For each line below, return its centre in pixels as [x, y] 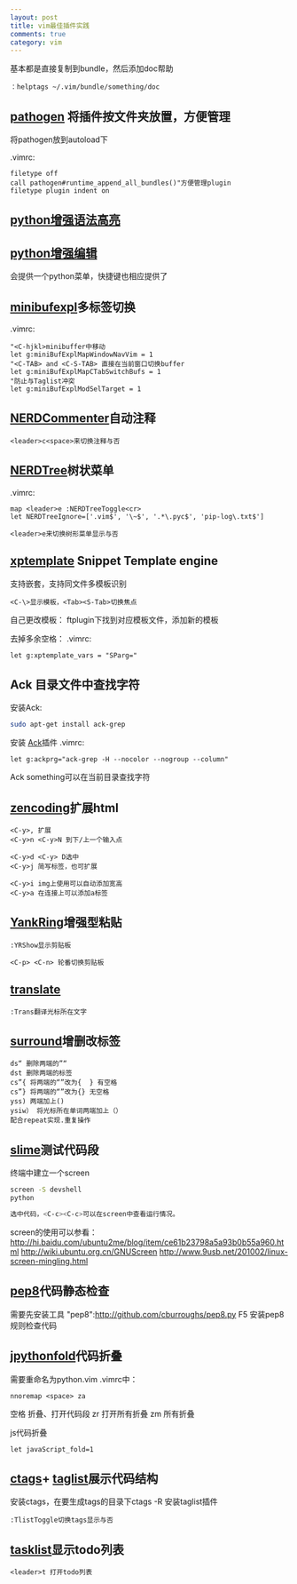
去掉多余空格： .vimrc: [51, 638]
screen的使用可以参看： [54, 1232]
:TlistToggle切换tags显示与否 [62, 1520]
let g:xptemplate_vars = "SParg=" [74, 655]
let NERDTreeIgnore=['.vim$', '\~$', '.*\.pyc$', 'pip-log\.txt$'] [137, 516]
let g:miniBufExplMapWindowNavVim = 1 [82, 355]
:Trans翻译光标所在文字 [49, 1012]
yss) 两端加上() [37, 1102]
